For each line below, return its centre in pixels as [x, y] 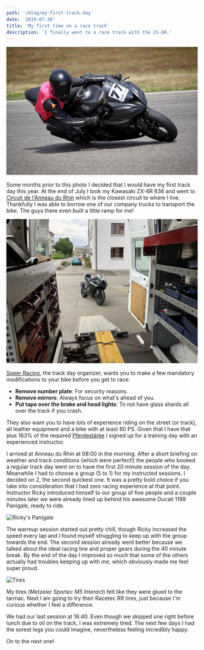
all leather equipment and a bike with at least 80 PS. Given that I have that [98, 429]
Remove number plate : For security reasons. [71, 391]
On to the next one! [30, 641]
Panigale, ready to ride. [36, 505]
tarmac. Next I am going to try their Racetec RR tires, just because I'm [93, 598]
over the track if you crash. [49, 411]
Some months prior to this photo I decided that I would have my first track [98, 185]
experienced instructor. [36, 442]
